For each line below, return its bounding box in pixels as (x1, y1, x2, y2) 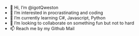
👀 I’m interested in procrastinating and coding (9, 10, 103, 16)
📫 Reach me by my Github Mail (9, 26, 75, 31)
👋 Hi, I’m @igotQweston (9, 5, 59, 10)
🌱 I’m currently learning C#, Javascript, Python (9, 15, 106, 20)
